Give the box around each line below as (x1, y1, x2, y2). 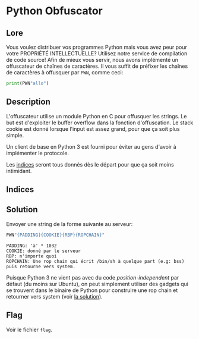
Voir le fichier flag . (6, 326, 52, 333)
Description (6, 97, 50, 107)
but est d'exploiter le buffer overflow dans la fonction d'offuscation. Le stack (6, 119, 194, 126)
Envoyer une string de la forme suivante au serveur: (6, 220, 133, 227)
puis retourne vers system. (6, 263, 76, 269)
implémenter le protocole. (6, 149, 70, 156)
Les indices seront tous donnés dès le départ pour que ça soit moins (6, 161, 174, 168)
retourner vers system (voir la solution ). (6, 293, 103, 300)
